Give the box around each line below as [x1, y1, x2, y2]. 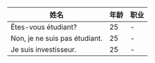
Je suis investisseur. [10, 45, 77, 54]
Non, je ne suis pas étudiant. [10, 34, 103, 43]
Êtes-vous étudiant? [10, 22, 77, 32]
